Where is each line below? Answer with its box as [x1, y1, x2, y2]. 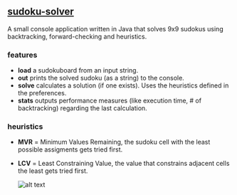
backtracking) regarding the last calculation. [17, 104, 147, 112]
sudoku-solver [7, 6, 75, 18]
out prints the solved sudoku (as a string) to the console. [17, 74, 185, 83]
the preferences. [17, 89, 67, 97]
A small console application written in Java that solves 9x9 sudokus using [7, 24, 223, 33]
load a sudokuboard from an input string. [17, 66, 139, 75]
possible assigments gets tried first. [17, 145, 123, 154]
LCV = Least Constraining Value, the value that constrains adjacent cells [17, 159, 230, 168]
